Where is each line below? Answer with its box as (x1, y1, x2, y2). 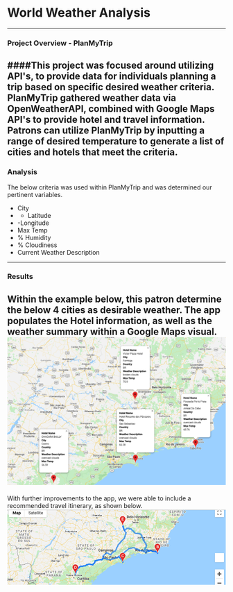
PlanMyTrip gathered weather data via (7, 92, 177, 104)
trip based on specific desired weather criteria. (7, 81, 215, 93)
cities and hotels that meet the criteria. (7, 146, 178, 158)
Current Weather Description (17, 248, 100, 256)
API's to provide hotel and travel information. (7, 114, 205, 126)
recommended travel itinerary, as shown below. (7, 502, 143, 510)
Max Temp (17, 226, 48, 234)
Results (7, 272, 33, 282)
